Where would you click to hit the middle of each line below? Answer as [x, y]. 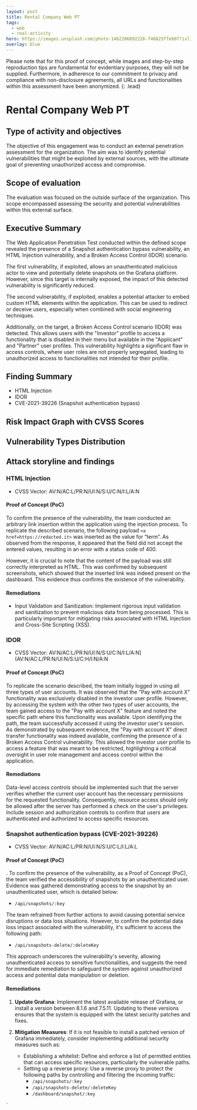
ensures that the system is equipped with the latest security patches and [102, 1014]
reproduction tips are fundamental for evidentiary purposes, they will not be [98, 67]
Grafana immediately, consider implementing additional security [91, 1038]
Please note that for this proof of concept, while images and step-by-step [95, 61]
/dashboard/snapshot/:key [64, 1094]
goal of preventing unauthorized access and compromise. [76, 164]
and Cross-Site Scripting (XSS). [52, 625]
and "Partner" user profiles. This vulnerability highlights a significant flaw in [97, 346]
